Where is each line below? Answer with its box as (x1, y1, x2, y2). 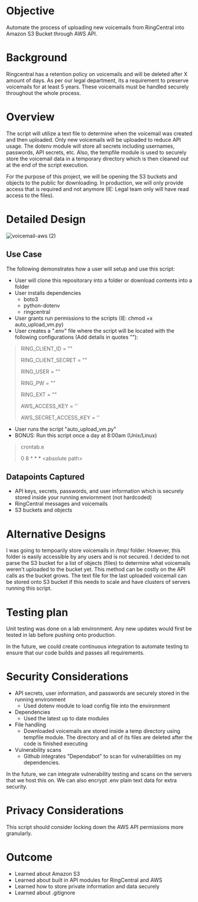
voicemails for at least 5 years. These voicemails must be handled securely (6, 83, 189, 90)
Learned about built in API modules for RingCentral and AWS (14, 876, 163, 884)
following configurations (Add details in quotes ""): (14, 334, 138, 341)
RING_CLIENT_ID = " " (20, 345, 73, 352)
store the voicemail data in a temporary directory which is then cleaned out (6, 155, 189, 162)
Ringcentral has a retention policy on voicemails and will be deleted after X (6, 70, 188, 78)
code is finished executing (23, 740, 88, 747)
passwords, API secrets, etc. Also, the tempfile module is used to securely (6, 148, 187, 155)
